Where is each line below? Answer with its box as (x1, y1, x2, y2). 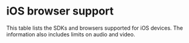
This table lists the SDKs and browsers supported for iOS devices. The (6, 24, 184, 31)
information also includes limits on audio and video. (6, 30, 135, 38)
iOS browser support (6, 4, 114, 18)
